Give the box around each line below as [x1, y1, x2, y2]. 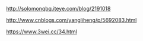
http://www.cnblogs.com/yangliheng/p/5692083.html [6, 17, 137, 23]
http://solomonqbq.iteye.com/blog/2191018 [6, 5, 111, 12]
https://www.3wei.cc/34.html [6, 28, 77, 35]
